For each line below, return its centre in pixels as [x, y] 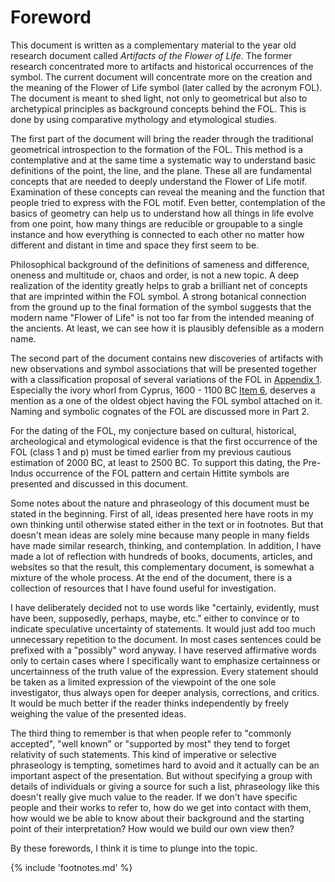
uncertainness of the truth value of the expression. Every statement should [164, 671]
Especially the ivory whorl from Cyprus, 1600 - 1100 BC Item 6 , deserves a [163, 390]
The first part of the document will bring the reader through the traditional [162, 138]
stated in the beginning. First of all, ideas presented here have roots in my [162, 513]
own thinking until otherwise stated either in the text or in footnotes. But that [167, 524]
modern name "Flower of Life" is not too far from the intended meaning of [162, 317]
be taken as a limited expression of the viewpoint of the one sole [143, 682]
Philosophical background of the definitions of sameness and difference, [160, 264]
